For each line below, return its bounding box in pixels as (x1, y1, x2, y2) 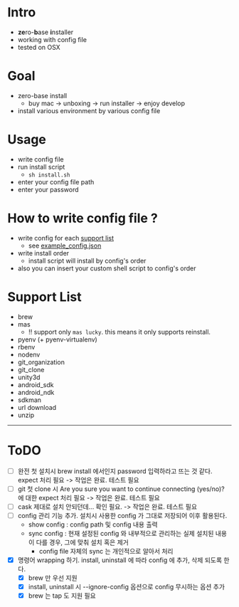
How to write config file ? (7, 211, 159, 226)
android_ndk (17, 388, 55, 396)
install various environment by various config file (17, 106, 161, 115)
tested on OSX (17, 43, 60, 51)
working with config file (17, 35, 87, 43)
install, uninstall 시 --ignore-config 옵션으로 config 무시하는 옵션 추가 (28, 583, 225, 591)
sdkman (17, 396, 41, 404)
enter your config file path (17, 177, 95, 186)
